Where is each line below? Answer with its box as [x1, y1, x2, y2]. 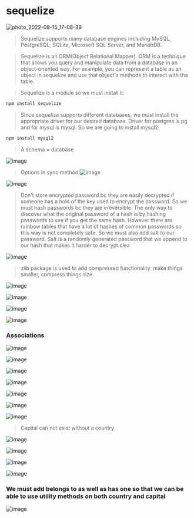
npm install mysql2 [6, 135, 54, 141]
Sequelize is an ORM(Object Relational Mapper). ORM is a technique [20, 52, 186, 60]
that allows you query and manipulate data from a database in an [20, 59, 178, 66]
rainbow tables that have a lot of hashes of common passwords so [20, 223, 182, 230]
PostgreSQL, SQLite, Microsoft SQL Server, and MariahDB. [20, 41, 162, 48]
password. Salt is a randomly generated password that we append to [20, 235, 188, 242]
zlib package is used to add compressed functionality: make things [20, 264, 183, 272]
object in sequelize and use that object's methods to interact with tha [20, 71, 188, 78]
